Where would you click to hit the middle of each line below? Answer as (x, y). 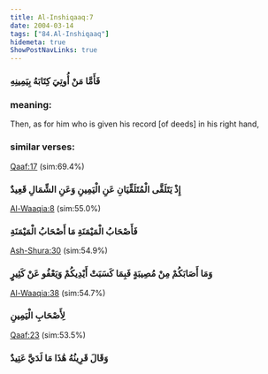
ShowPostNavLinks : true (54, 50)
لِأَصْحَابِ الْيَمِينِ (38, 316)
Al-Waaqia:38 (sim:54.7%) (58, 293)
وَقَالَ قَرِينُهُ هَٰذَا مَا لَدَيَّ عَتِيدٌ (59, 357)
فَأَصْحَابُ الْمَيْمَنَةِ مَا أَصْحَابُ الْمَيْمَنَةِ (74, 231)
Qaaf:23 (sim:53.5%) (48, 335)
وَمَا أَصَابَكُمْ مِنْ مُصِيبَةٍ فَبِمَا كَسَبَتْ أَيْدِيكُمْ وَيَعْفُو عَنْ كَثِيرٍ (111, 273)
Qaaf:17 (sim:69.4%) (47, 166)
